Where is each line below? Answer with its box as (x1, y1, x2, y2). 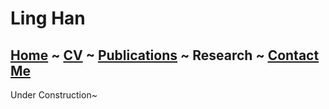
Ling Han (10, 7, 86, 30)
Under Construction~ (10, 89, 98, 101)
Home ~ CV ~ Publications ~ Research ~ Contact (10, 47, 320, 64)
